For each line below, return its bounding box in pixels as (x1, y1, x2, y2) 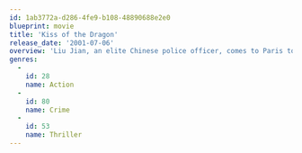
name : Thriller (25, 130, 83, 139)
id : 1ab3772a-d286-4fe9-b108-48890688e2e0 (9, 13, 171, 22)
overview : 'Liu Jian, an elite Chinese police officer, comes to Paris (9, 47, 283, 56)
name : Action (25, 80, 75, 89)
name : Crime (25, 105, 70, 114)
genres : (9, 55, 39, 64)
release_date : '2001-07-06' (9, 38, 115, 48)
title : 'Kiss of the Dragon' (9, 30, 119, 39)
